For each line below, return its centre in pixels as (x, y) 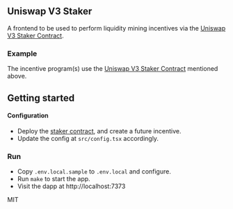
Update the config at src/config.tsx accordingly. (88, 138)
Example (22, 53)
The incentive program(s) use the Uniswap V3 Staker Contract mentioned (113, 69)
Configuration (28, 116)
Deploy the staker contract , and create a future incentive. (99, 131)
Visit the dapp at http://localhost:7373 (71, 186)
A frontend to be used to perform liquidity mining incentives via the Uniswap (116, 28)
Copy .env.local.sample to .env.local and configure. (94, 172)
